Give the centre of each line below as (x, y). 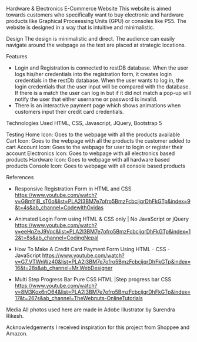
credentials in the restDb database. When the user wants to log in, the (99, 80)
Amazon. (17, 333)
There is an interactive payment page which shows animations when (98, 105)
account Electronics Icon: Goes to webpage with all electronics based (91, 153)
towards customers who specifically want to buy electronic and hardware (95, 15)
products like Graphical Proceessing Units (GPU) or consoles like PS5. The (96, 21)
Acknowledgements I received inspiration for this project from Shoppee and (98, 327)
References (20, 177)
